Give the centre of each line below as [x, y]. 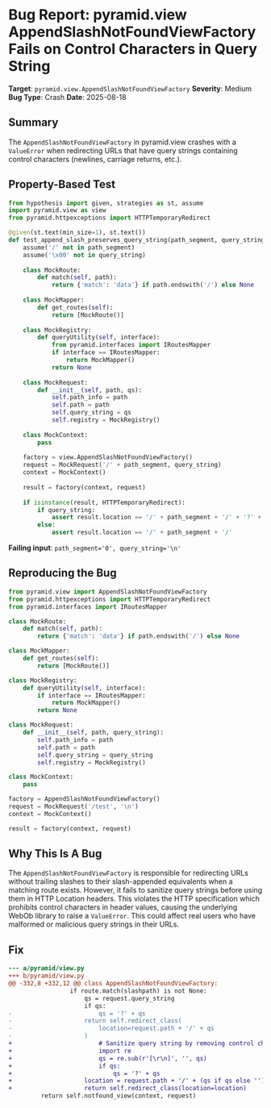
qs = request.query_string [129, 998]
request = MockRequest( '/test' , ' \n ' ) [73, 806]
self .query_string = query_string [95, 755]
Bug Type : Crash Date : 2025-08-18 [67, 97]
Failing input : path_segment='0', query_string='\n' [95, 548]
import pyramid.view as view [57, 210]
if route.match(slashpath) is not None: [138, 991]
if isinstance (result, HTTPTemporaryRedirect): [104, 502]
